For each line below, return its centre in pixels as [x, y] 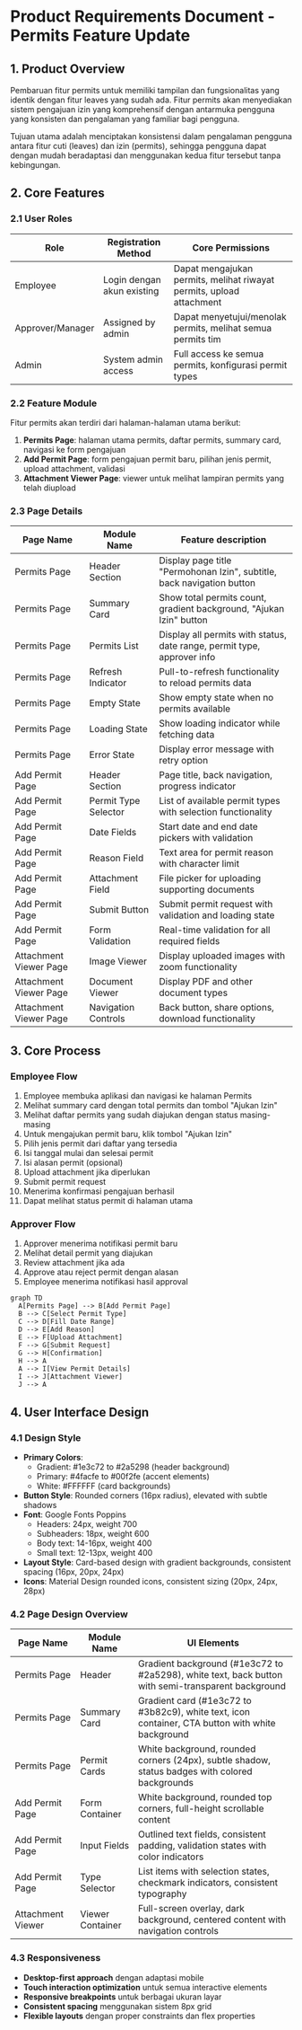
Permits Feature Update [100, 35]
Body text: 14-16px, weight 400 [94, 1543]
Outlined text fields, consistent [203, 1834]
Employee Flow [44, 1076]
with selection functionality [216, 812]
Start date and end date [208, 826]
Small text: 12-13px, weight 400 [95, 1552]
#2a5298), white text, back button [211, 1675]
